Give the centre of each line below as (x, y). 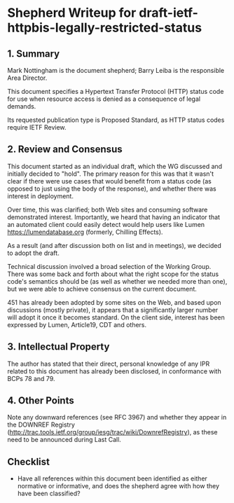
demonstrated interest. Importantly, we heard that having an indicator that (114, 217)
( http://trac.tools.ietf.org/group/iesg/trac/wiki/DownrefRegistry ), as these (112, 432)
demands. (22, 106)
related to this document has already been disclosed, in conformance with (115, 371)
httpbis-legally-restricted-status (104, 28)
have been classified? (49, 494)
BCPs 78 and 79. (31, 378)
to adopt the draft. (33, 253)
